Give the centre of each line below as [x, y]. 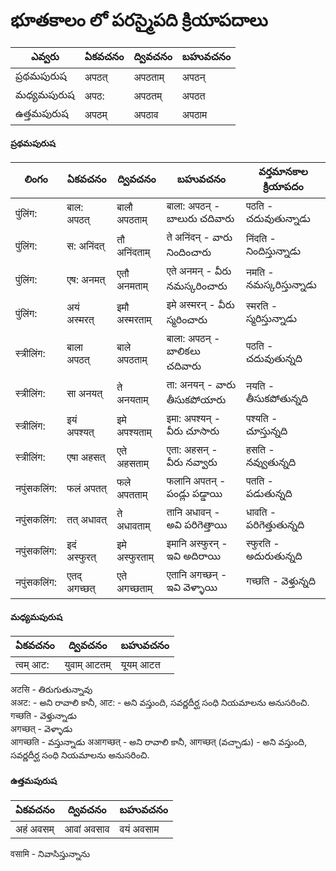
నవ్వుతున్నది [271, 462]
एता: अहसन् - [192, 450]
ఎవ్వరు [45, 56]
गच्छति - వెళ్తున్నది [280, 581]
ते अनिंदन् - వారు [199, 237]
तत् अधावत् [86, 520]
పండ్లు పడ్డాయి [194, 494]
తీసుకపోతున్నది [277, 399]
